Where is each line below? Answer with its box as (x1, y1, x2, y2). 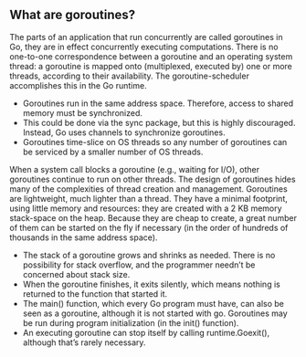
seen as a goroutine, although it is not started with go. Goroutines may (22, 308, 288, 319)
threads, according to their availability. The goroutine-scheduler (9, 70, 249, 81)
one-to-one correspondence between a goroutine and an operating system (9, 50, 293, 62)
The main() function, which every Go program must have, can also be (22, 298, 285, 309)
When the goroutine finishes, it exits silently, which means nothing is (22, 278, 280, 289)
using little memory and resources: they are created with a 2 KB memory (9, 203, 282, 214)
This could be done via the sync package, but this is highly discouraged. (22, 117, 296, 128)
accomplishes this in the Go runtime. (9, 79, 148, 90)
